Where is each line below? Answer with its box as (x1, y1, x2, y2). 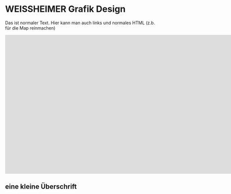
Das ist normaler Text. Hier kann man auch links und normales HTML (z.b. (5, 20, 155, 26)
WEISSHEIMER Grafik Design (5, 3, 126, 15)
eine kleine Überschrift (5, 183, 77, 191)
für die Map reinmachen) (5, 25, 56, 31)
